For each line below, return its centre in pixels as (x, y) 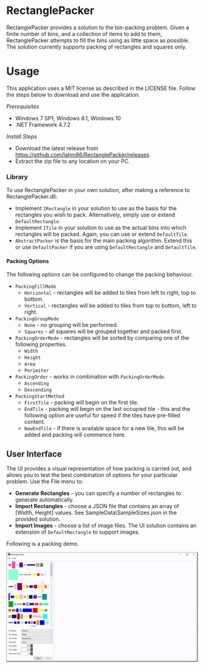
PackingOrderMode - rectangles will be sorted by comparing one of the (102, 338)
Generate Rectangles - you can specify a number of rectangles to (98, 494)
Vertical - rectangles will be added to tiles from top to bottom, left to (110, 306)
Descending (38, 390)
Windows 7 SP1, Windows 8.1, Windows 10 (68, 118)
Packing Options (28, 261)
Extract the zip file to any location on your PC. (73, 161)
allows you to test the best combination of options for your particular (92, 475)
